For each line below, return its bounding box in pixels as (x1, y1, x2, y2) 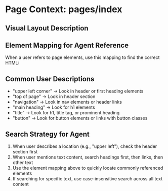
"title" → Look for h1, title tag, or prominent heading (12, 110, 120, 116)
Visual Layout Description (5, 24, 89, 33)
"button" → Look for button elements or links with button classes (12, 115, 148, 121)
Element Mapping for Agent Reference (5, 41, 129, 49)
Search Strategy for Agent (5, 130, 90, 138)
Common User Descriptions (5, 75, 95, 83)
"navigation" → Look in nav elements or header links (12, 99, 122, 105)
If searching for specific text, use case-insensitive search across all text (12, 176, 163, 182)
